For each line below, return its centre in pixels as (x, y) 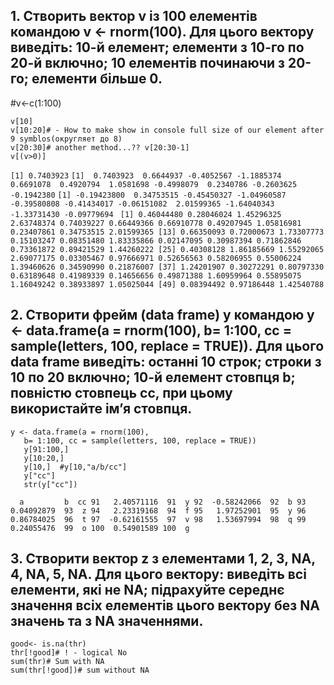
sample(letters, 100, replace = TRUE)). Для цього (167, 346)
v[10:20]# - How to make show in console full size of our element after (167, 130)
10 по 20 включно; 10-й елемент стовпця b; (153, 377)
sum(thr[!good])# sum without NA (80, 670)
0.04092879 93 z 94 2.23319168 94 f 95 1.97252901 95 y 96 (158, 510)
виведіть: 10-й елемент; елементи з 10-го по (157, 47)
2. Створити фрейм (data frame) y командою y (162, 315)
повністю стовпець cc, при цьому (121, 393)
